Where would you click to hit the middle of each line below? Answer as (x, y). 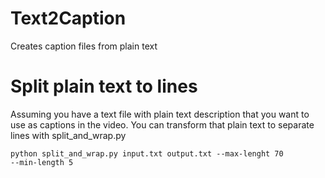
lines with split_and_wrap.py (68, 135)
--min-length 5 (42, 162)
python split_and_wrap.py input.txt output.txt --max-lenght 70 (147, 153)
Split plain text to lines (104, 86)
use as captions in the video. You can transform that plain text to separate (162, 124)
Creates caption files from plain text (84, 46)
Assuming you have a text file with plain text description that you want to (160, 114)
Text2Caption (68, 18)
